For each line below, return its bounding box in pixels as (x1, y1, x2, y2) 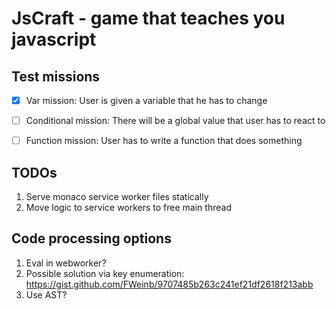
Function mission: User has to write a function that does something (25, 135, 303, 147)
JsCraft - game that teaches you (11, 7, 286, 30)
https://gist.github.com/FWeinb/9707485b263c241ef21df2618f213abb (25, 278, 314, 290)
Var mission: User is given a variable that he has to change (25, 95, 268, 106)
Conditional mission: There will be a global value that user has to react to (25, 115, 326, 127)
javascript (11, 28, 97, 51)
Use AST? (25, 288, 68, 301)
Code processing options (11, 230, 172, 247)
